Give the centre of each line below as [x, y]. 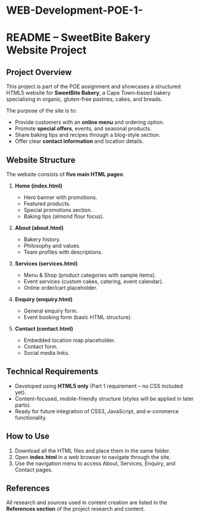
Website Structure [41, 160]
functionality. [31, 417]
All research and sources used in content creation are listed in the [87, 503]
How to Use [28, 436]
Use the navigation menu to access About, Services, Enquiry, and [95, 463]
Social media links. [46, 353]
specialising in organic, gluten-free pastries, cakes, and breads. [84, 99]
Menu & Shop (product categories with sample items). [90, 275]
